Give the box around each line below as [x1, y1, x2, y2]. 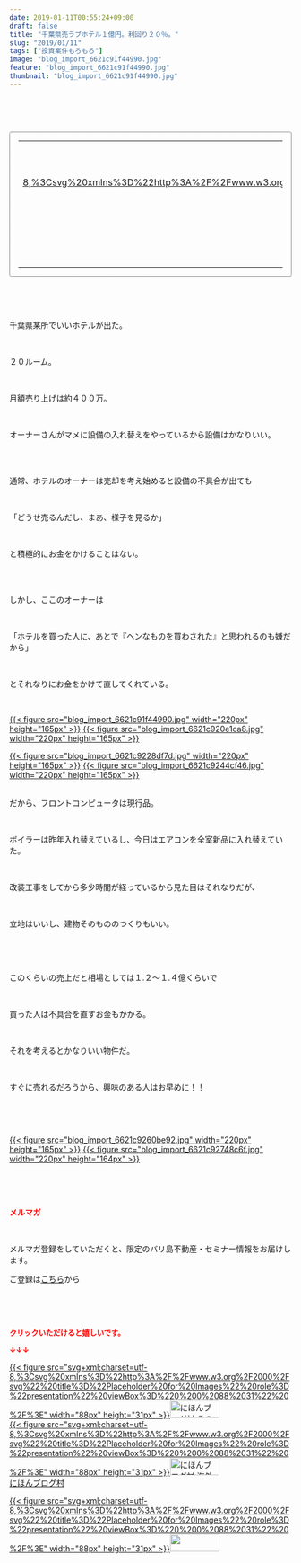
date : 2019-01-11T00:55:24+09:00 [9, 13, 134, 22]
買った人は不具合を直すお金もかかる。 [9, 1008, 150, 1020]
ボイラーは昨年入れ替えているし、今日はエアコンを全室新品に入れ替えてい [9, 834, 284, 844]
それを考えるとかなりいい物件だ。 [9, 1045, 135, 1055]
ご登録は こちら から [9, 1273, 81, 1285]
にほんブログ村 [9, 1477, 64, 1488]
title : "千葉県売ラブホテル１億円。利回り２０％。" [9, 30, 179, 39]
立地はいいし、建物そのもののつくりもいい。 [9, 918, 175, 929]
